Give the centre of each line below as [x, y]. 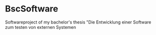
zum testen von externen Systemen [41, 27]
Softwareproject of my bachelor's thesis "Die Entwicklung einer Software [78, 22]
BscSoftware [32, 9]
